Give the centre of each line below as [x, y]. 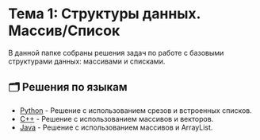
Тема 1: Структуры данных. [104, 14]
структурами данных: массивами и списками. [87, 61]
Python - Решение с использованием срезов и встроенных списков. [136, 110]
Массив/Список [64, 31]
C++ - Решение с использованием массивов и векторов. [117, 119]
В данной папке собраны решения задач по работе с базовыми [116, 52]
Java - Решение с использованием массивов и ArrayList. [116, 127]
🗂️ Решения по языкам [68, 87]
